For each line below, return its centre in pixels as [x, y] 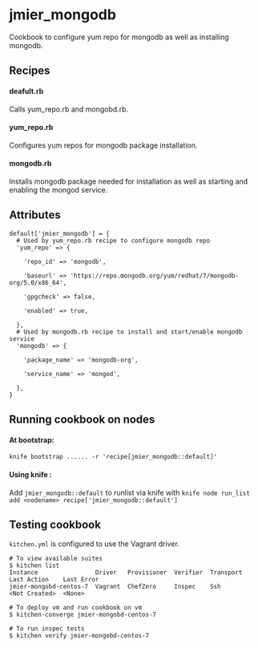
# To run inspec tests [47, 629]
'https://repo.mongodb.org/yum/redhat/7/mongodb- [155, 275]
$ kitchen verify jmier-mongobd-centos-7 [79, 636]
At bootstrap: [32, 439]
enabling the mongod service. [58, 189]
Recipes [30, 71]
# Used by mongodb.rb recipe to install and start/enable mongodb [129, 332]
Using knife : [30, 474]
